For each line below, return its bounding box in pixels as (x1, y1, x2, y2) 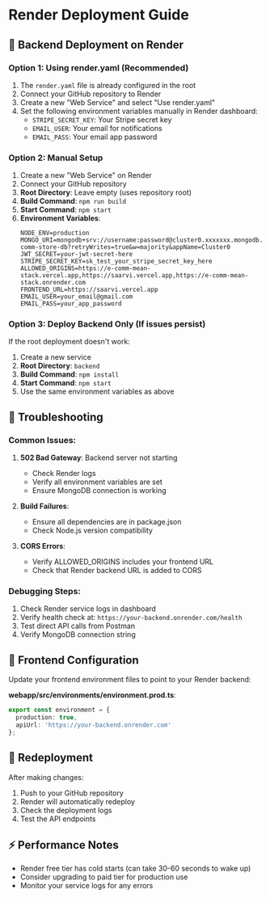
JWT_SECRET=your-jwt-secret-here (19, 251, 133, 259)
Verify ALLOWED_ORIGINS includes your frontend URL (32, 557, 214, 567)
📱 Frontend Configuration (8, 653, 139, 667)
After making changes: (8, 772, 84, 782)
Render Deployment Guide (8, 6, 190, 24)
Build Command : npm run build (19, 196, 127, 206)
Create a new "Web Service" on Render (19, 171, 152, 180)
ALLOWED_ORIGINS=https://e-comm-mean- (19, 264, 151, 272)
